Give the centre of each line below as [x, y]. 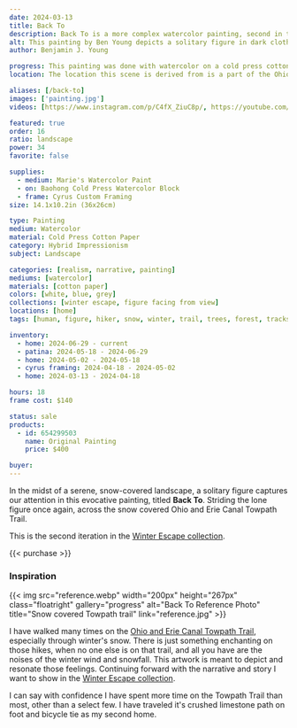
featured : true [37, 123]
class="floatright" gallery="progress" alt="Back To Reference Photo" [135, 605]
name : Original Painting [71, 441]
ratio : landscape [41, 139]
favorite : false [39, 156]
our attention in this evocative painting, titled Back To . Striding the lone [138, 500]
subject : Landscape [45, 253]
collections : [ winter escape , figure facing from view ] [114, 303]
